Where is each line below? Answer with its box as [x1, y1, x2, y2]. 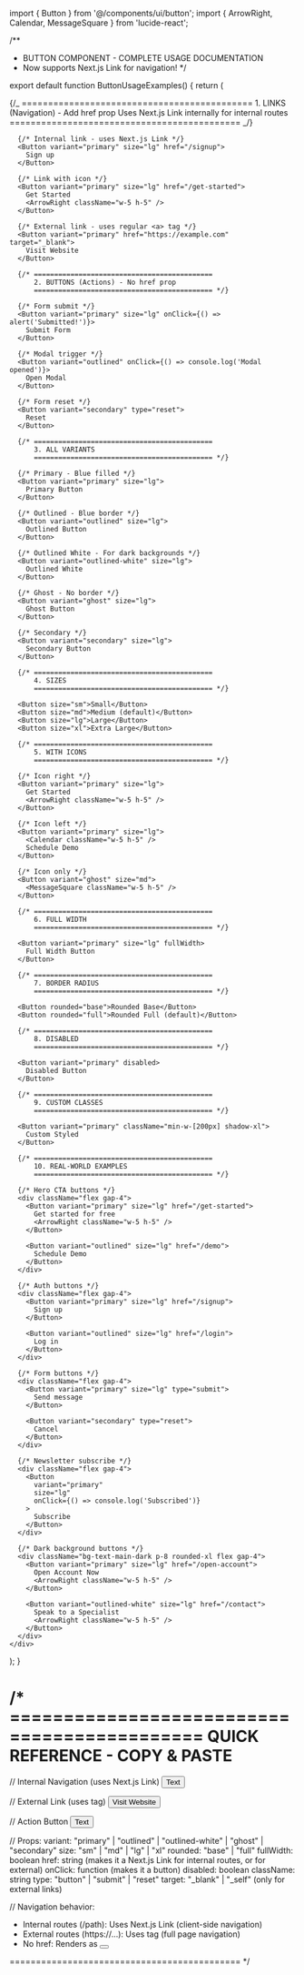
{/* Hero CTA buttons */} [17, 1186, 116, 1195]
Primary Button [25, 485, 83, 494]
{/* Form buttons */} [17, 1369, 100, 1378]
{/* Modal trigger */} [17, 349, 103, 359]
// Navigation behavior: [9, 1901, 95, 1912]
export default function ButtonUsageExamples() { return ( [9, 80, 224, 90]
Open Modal [25, 373, 67, 382]
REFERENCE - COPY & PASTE [9, 1746, 233, 1767]
